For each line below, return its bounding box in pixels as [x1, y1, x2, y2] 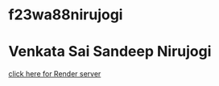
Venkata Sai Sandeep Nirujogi [8, 43, 212, 61]
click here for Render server [8, 69, 101, 79]
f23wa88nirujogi [8, 6, 123, 24]
